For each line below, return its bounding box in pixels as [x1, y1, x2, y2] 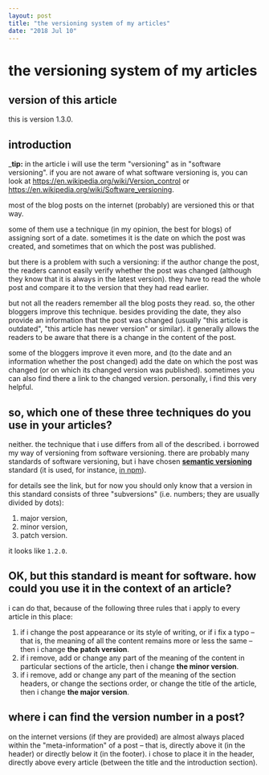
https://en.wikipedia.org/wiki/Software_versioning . [8, 185, 174, 195]
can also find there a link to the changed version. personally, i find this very [8, 374, 257, 383]
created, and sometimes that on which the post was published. [8, 242, 217, 252]
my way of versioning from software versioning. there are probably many [8, 448, 250, 457]
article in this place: [8, 612, 74, 621]
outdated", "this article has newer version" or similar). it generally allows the [8, 324, 259, 334]
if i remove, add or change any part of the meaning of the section [19, 670, 236, 679]
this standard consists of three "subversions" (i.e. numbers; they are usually [8, 490, 259, 498]
